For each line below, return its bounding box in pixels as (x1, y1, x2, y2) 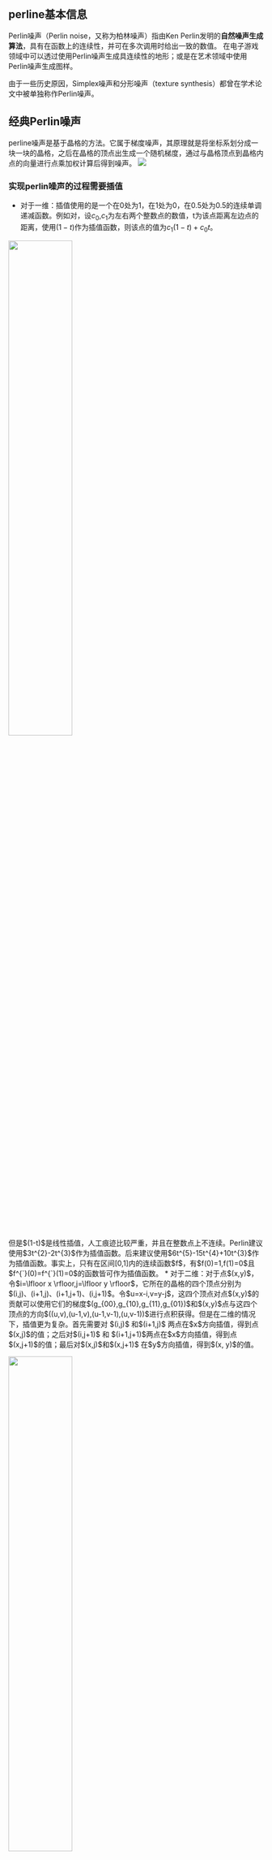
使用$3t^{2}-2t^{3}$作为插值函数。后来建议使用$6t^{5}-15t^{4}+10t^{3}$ (8, 1248, 253, 1257)
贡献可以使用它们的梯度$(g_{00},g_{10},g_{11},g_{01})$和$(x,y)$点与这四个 (8, 1299, 257, 1308)
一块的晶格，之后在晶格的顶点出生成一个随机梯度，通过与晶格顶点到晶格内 (15, 148, 264, 158)
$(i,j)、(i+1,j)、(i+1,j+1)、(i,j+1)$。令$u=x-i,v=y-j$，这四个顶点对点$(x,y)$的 (8, 1288, 260, 1298)
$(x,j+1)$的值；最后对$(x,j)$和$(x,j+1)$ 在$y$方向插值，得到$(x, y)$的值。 (8, 1339, 259, 1349)
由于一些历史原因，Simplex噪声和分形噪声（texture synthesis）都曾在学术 (8, 78, 256, 88)
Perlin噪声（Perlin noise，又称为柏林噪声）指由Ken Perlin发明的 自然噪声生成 (8, 31, 264, 41)
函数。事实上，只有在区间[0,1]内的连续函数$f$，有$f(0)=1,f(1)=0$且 (29, 1258, 255, 1268)
